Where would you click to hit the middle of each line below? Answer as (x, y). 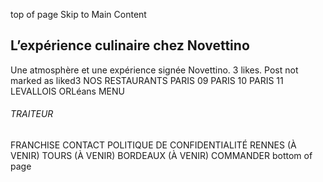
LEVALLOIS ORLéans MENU (67, 91)
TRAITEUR (32, 114)
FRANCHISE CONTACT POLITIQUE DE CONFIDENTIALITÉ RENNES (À (153, 145)
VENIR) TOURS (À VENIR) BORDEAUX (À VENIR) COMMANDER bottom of (161, 156)
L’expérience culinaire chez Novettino (130, 45)
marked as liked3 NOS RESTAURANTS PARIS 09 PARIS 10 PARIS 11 (147, 80)
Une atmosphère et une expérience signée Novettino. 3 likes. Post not (154, 70)
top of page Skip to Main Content (78, 14)
